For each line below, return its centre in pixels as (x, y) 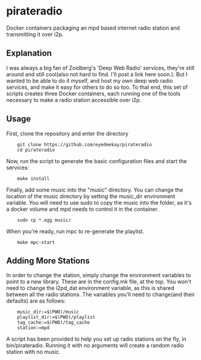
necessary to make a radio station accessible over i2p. (74, 100)
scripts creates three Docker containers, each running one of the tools (93, 93)
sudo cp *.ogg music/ (44, 220)
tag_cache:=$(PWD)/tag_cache (54, 323)
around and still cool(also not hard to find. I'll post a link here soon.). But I (97, 74)
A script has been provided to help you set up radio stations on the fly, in (96, 339)
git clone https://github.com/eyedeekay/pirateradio (85, 144)
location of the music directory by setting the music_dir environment (91, 196)
